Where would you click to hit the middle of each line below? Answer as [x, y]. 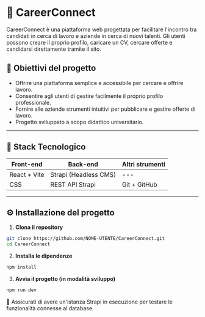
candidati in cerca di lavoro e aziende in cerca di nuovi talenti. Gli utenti [96, 35]
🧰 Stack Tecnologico [46, 147]
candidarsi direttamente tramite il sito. [54, 49]
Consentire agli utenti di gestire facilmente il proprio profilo [89, 96]
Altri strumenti [144, 164]
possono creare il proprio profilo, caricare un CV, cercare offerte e [89, 42]
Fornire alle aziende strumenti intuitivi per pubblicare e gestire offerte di [105, 109]
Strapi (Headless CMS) [83, 174]
